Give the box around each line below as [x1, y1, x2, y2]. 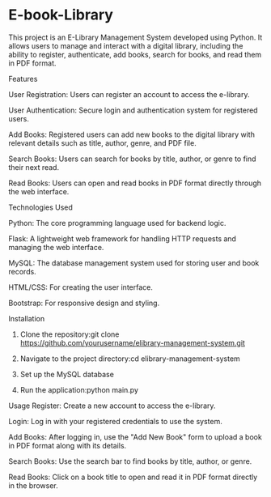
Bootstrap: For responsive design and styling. [8, 298, 160, 308]
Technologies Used [8, 202, 73, 212]
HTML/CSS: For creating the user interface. [8, 282, 154, 292]
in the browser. [8, 480, 58, 491]
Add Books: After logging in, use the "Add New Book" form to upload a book [8, 431, 263, 442]
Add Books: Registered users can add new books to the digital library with [8, 130, 255, 139]
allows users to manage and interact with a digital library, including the [8, 40, 243, 50]
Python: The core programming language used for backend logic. [8, 218, 227, 227]
